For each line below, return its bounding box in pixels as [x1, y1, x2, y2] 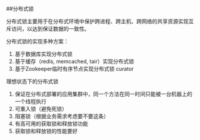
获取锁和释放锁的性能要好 [14, 128, 78, 135]
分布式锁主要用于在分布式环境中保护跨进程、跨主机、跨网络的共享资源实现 [6, 18, 189, 25]
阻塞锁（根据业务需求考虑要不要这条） [14, 113, 109, 120]
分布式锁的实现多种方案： [6, 38, 69, 44]
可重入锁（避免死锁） [14, 106, 67, 112]
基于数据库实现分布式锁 [14, 50, 73, 58]
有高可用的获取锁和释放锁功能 [14, 120, 88, 127]
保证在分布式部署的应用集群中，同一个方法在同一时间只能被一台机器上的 [14, 91, 192, 97]
